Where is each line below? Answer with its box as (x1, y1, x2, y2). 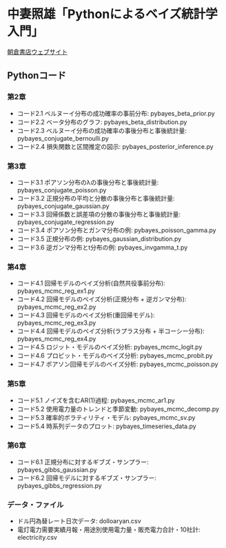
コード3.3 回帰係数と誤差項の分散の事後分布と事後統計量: (17, 210, 181, 218)
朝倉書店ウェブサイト (7, 48, 68, 56)
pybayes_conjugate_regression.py (17, 218, 115, 226)
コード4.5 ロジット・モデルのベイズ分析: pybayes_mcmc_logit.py (17, 343, 203, 352)
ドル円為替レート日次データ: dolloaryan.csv (17, 517, 141, 525)
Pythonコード (7, 70, 67, 81)
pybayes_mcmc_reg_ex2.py (17, 303, 96, 311)
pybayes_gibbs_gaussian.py (17, 465, 98, 474)
